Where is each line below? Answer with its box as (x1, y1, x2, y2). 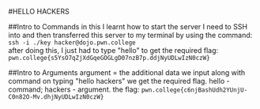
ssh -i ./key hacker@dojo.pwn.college (8, 39, 136, 47)
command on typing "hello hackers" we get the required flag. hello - (8, 77, 231, 85)
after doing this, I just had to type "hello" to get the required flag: (8, 46, 219, 54)
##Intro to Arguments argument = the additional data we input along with (8, 68, 246, 77)
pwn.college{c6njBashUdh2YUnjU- (141, 86, 248, 94)
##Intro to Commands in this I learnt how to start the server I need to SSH (8, 22, 247, 31)
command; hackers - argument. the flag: (8, 85, 140, 94)
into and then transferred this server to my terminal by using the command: (8, 31, 253, 39)
